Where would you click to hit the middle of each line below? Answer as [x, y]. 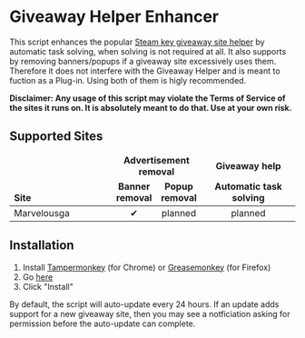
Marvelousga [42, 213]
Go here [38, 277]
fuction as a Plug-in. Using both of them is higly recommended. [128, 80]
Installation [42, 246]
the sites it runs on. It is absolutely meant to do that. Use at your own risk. [151, 107]
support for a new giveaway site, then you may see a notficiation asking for [150, 313]
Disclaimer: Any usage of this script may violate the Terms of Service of [148, 98]
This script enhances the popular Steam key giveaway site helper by [137, 42]
